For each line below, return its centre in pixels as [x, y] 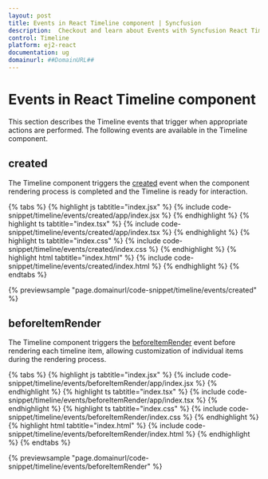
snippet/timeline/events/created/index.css [78, 249]
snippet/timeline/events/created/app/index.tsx [85, 232]
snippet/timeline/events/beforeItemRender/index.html [96, 434]
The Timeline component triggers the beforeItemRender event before [122, 343]
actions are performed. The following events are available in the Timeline [128, 130]
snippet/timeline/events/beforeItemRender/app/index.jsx [101, 383]
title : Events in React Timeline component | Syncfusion [105, 23]
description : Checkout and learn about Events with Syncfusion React [128, 30]
